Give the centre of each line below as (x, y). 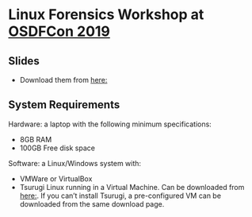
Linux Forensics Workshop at (106, 15)
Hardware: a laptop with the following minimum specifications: (110, 124)
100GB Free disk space (57, 148)
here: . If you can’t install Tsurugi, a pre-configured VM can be (120, 196)
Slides (24, 61)
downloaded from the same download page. (92, 203)
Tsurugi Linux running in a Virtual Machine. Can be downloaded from (132, 187)
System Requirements (64, 105)
